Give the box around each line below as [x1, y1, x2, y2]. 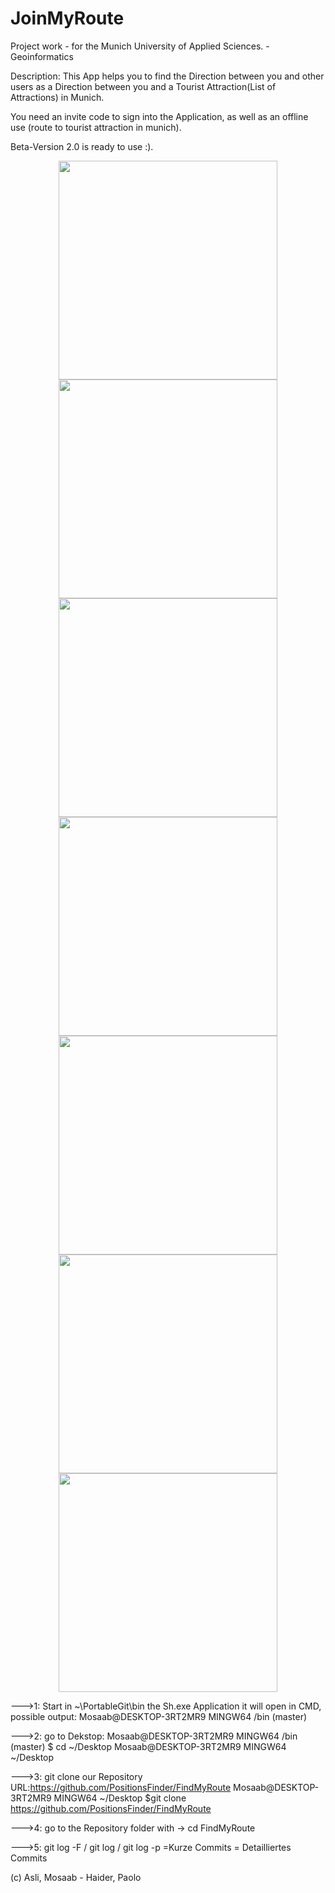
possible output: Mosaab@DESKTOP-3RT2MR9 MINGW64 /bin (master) [10, 1710, 308, 1722]
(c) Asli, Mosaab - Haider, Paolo [10, 1871, 142, 1883]
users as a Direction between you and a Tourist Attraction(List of [10, 80, 277, 92]
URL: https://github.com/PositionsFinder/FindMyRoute [10, 1781, 232, 1793]
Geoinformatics [10, 50, 74, 62]
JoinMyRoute [10, 7, 125, 30]
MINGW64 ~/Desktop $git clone [53, 1792, 187, 1804]
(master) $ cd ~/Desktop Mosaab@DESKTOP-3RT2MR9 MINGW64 [10, 1740, 287, 1752]
